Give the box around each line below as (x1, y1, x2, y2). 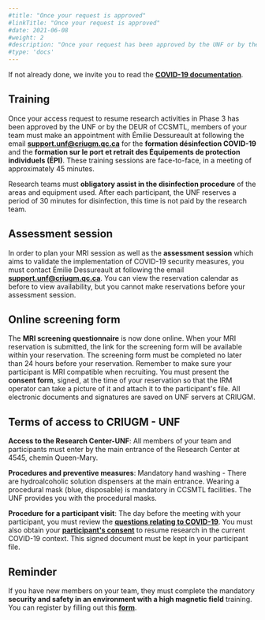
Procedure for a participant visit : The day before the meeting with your (8, 509, 241, 518)
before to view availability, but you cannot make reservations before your (8, 282, 246, 291)
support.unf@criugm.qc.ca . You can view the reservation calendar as (8, 273, 239, 282)
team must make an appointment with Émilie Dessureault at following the (8, 130, 244, 140)
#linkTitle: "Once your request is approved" (8, 19, 160, 27)
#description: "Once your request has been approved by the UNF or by (8, 41, 245, 49)
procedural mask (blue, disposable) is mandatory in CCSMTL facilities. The (8, 485, 252, 495)
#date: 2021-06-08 (8, 26, 69, 34)
